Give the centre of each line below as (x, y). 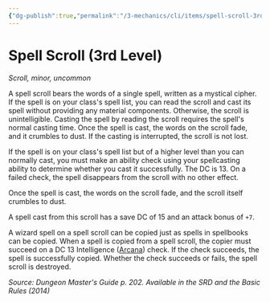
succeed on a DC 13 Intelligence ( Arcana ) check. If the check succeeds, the (134, 249)
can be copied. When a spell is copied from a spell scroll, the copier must (130, 241)
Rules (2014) (29, 291)
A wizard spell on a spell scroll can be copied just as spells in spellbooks (129, 232)
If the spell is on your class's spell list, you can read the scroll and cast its (130, 102)
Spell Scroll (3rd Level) (86, 55)
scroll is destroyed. (40, 267)
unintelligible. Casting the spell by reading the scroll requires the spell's (127, 119)
